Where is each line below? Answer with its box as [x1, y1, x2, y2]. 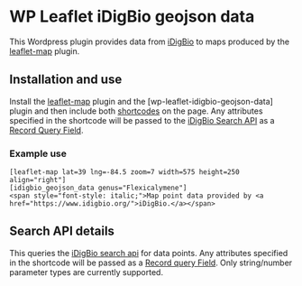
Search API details [9, 224, 115, 239]
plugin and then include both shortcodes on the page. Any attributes [9, 106, 263, 116]
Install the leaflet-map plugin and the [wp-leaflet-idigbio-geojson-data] [9, 96, 273, 106]
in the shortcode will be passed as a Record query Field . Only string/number [9, 257, 293, 268]
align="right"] [9, 176, 67, 185]
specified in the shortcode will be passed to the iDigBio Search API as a [9, 115, 275, 125]
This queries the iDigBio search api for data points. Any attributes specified [9, 247, 288, 258]
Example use [9, 147, 68, 160]
